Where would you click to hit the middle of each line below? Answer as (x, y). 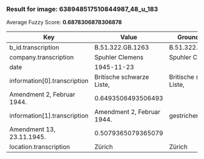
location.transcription (40, 147)
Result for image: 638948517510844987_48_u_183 (82, 9)
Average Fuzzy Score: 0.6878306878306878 (64, 22)
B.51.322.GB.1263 (122, 47)
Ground (188, 37)
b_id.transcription (34, 47)
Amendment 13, (32, 129)
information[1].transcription (49, 116)
